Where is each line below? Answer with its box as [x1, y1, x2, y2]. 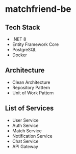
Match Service [12, 127, 42, 134]
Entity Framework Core [12, 41, 59, 47]
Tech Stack [5, 23, 40, 32]
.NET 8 [12, 36, 26, 42]
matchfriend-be [5, 3, 72, 15]
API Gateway [12, 143, 38, 149]
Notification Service [12, 133, 52, 139]
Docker [12, 52, 27, 58]
